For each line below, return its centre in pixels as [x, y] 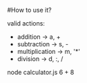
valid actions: [26, 23]
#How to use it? [29, 10]
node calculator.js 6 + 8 [41, 72]
